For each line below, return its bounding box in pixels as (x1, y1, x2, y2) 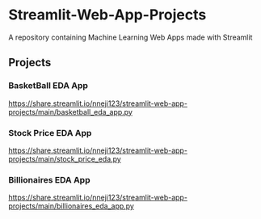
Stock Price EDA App (8, 127, 92, 138)
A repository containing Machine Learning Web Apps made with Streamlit (8, 32, 253, 42)
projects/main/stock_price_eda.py (8, 154, 121, 163)
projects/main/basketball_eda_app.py (8, 107, 133, 116)
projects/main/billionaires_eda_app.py (8, 201, 135, 211)
